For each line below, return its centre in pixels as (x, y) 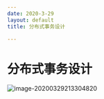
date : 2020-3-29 (31, 13)
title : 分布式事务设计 (36, 26)
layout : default (31, 20)
